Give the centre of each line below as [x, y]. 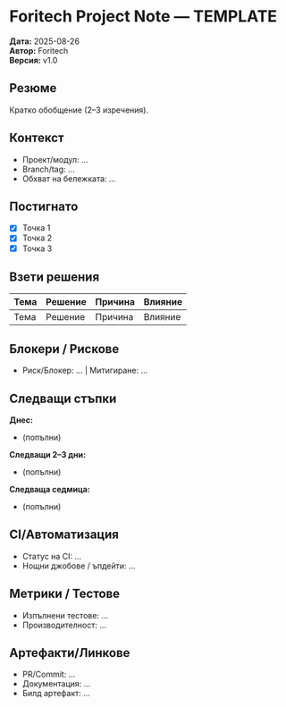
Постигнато [44, 206]
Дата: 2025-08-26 [45, 41]
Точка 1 [36, 228]
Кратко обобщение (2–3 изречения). [79, 110]
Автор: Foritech [39, 50]
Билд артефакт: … [56, 694]
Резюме [33, 88]
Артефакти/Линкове [70, 653]
